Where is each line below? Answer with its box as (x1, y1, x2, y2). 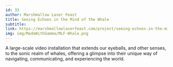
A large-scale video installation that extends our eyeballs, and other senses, (5, 45, 166, 51)
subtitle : (5, 21, 27, 27)
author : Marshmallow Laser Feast (5, 12, 77, 17)
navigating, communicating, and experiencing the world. (5, 56, 125, 61)
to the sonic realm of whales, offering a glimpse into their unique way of (5, 50, 158, 56)
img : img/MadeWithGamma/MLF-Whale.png (5, 31, 89, 36)
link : (5, 26, 17, 31)
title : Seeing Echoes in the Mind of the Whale (5, 17, 110, 22)
